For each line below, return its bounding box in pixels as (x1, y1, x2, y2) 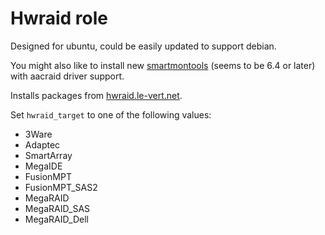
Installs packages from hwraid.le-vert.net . (10, 89, 183, 101)
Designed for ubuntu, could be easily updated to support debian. (10, 40, 277, 52)
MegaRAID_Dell (24, 213, 89, 225)
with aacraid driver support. (10, 70, 125, 82)
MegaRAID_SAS (24, 202, 91, 214)
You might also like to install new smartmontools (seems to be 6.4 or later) (10, 59, 316, 71)
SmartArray (24, 149, 73, 161)
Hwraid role (10, 7, 109, 30)
